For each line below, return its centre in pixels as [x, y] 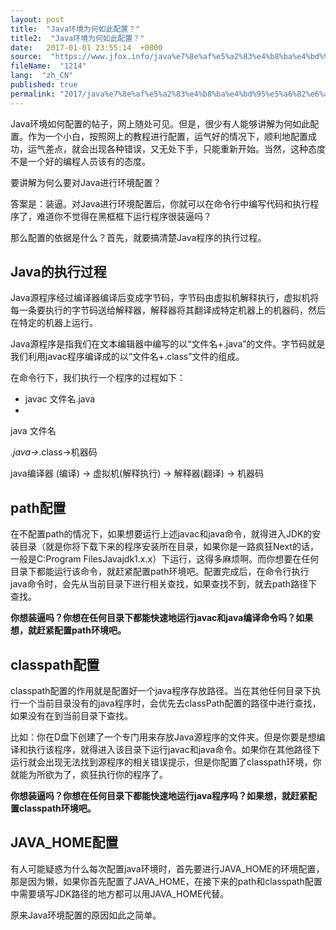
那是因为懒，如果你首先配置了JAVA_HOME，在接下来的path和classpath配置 [166, 881]
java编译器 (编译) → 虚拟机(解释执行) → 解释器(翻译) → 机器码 [137, 473]
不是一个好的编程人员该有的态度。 [80, 161]
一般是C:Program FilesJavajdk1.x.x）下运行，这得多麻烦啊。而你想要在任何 [165, 559]
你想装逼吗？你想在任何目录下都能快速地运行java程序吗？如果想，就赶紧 [159, 796]
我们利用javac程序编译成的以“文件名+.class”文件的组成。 [127, 357]
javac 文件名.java [60, 399]
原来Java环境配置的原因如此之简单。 [86, 915]
